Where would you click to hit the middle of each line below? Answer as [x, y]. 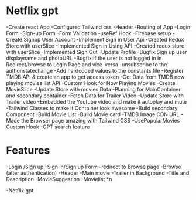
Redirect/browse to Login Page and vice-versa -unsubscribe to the [87, 64]
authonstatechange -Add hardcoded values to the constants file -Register [95, 70]
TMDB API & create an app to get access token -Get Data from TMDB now [95, 77]
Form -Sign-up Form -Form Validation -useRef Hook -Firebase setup [89, 33]
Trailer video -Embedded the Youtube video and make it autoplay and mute [97, 101]
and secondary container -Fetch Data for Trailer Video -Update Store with [95, 96]
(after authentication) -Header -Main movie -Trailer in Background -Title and [98, 173]
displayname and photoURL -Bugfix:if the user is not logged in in [84, 58]
